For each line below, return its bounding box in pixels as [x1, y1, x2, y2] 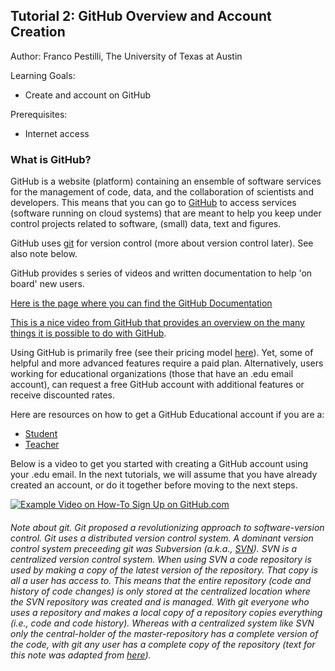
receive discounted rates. [10, 389, 116, 401]
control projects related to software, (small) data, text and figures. [10, 218, 282, 230]
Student [24, 428, 58, 440]
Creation [10, 24, 66, 41]
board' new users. [10, 278, 85, 290]
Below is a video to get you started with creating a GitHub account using [10, 458, 309, 470]
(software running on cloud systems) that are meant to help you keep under [10, 207, 322, 219]
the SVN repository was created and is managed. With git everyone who [10, 595, 310, 608]
